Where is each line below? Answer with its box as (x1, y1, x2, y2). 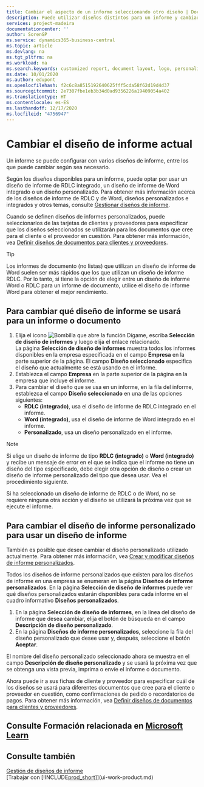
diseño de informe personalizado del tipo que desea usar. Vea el (6, 472, 168, 479)
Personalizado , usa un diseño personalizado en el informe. (24, 428, 172, 436)
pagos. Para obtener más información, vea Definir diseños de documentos (6, 696, 192, 704)
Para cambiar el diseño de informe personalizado (6, 520, 196, 531)
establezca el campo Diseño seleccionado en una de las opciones (15, 390, 182, 397)
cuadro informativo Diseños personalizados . (6, 596, 120, 604)
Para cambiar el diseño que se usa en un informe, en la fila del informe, (15, 383, 194, 391)
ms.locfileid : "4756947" (6, 111, 69, 117)
